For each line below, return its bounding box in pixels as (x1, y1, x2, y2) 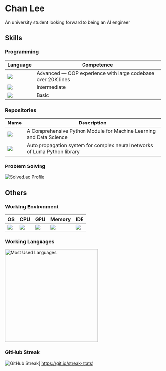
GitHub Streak (5, 349, 40, 356)
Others (5, 188, 27, 197)
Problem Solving (5, 163, 46, 169)
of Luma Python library (26, 148, 80, 155)
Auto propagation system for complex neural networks (26, 142, 153, 149)
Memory (50, 216, 71, 223)
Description (78, 119, 107, 126)
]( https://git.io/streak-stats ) (39, 360, 94, 366)
